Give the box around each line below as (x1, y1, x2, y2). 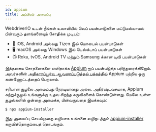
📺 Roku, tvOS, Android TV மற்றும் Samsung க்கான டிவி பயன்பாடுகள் (12, 53, 147, 59)
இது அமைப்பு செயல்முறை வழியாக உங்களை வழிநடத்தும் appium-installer (5, 116, 144, 122)
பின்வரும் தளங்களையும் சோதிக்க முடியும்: (5, 30, 81, 37)
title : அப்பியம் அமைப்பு (5, 12, 51, 17)
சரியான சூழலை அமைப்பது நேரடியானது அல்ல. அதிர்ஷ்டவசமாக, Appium (5, 86, 144, 92)
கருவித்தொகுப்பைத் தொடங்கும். (5, 121, 64, 127)
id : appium (5, 7, 28, 12)
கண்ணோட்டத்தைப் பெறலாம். (5, 76, 60, 82)
